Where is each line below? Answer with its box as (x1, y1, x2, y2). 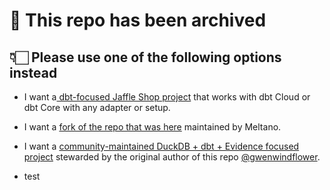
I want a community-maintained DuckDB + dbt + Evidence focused (23, 140, 300, 152)
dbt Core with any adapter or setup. (23, 102, 171, 113)
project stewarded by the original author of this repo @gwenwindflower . (23, 151, 321, 163)
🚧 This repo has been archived (9, 9, 267, 32)
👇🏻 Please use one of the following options (9, 49, 282, 66)
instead (9, 64, 58, 81)
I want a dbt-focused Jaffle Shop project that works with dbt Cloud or (23, 91, 311, 103)
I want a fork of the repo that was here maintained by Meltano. (23, 121, 282, 133)
